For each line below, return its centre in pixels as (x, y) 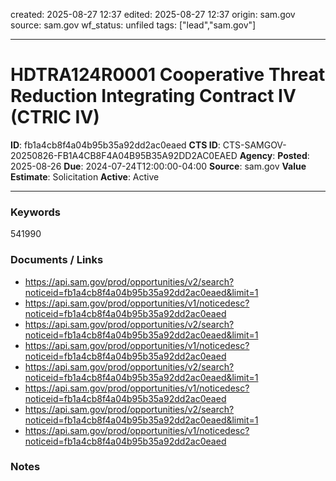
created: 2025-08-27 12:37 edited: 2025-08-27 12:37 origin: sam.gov (153, 14)
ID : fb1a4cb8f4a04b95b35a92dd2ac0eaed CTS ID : (115, 145)
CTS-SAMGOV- (254, 145)
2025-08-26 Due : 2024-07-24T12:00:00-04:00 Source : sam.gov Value (158, 166)
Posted (292, 155)
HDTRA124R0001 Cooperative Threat (168, 75)
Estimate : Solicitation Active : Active (85, 176)
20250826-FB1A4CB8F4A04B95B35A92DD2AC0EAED (124, 155)
